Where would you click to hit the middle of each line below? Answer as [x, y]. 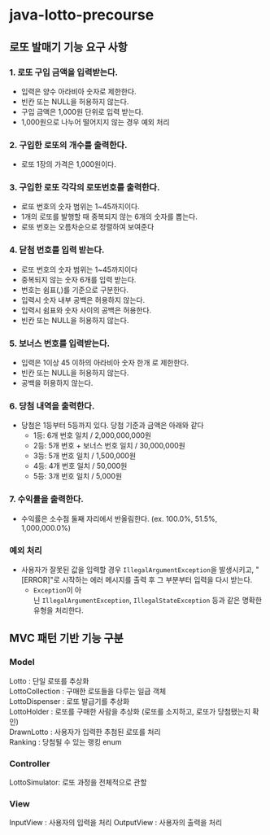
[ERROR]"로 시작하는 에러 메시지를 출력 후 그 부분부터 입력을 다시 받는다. [137, 579]
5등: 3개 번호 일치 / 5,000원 [78, 476]
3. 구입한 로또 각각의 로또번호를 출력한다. [85, 187]
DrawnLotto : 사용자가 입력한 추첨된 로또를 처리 [85, 732]
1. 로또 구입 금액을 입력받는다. [64, 72]
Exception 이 [53, 590]
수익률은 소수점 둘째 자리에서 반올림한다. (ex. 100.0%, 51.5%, [119, 518]
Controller [30, 763]
